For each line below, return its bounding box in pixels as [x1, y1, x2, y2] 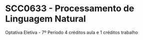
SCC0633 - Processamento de [5, 3, 135, 14]
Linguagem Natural [5, 13, 86, 24]
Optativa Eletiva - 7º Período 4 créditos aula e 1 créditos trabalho [5, 29, 139, 35]
